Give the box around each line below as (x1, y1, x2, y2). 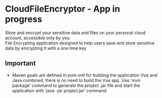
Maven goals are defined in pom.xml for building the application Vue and (12, 72, 158, 78)
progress (5, 14, 42, 25)
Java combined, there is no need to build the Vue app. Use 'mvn (12, 77, 141, 83)
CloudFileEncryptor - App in (5, 3, 120, 15)
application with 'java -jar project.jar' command (12, 87, 107, 93)
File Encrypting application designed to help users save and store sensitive (5, 40, 155, 46)
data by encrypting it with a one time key (5, 45, 86, 51)
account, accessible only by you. (5, 35, 71, 41)
